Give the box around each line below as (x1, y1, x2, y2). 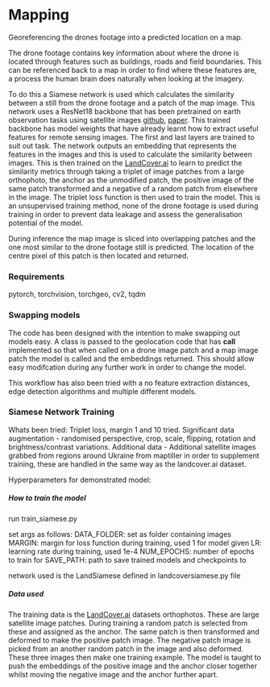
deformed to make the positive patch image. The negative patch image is (8, 635, 251, 645)
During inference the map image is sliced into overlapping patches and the (8, 233, 256, 243)
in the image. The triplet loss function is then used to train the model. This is (8, 192, 260, 202)
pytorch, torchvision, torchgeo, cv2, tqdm (8, 289, 147, 300)
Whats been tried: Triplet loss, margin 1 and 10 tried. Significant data (8, 425, 235, 434)
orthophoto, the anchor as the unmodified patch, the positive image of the (8, 175, 255, 185)
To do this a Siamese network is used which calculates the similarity (8, 89, 235, 98)
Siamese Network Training (8, 406, 115, 417)
